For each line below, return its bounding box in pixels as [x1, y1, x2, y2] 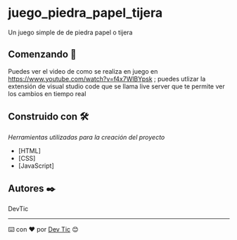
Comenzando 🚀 [8, 48, 77, 60]
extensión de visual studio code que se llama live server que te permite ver [8, 82, 225, 91]
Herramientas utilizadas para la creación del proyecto [8, 133, 165, 141]
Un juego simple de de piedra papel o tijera [8, 28, 133, 36]
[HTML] [18, 146, 41, 155]
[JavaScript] [18, 161, 55, 170]
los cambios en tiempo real [8, 89, 87, 98]
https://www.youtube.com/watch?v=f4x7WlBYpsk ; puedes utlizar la [8, 74, 206, 83]
